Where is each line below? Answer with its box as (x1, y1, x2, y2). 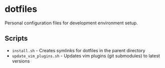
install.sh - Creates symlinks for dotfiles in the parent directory (12, 47, 146, 53)
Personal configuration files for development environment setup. (5, 20, 138, 26)
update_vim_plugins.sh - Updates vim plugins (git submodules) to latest (12, 53, 160, 59)
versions (12, 58, 30, 64)
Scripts (5, 34, 28, 43)
